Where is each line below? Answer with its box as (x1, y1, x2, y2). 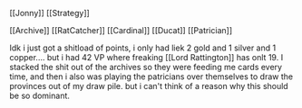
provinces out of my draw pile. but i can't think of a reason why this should (9, 81, 288, 91)
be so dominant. (9, 90, 71, 101)
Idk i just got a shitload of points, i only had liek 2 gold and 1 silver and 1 (9, 42, 277, 53)
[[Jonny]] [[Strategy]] (9, 8, 91, 18)
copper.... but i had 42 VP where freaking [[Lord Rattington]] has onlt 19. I (9, 52, 284, 62)
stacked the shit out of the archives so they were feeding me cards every (9, 62, 283, 72)
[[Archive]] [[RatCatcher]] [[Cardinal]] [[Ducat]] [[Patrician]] (9, 25, 233, 35)
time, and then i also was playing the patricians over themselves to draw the (9, 71, 293, 82)
